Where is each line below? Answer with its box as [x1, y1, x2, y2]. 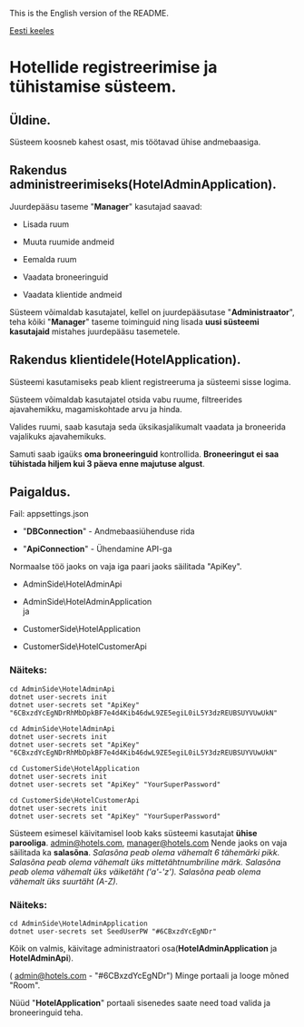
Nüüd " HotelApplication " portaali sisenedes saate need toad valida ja [9, 998, 270, 1009]
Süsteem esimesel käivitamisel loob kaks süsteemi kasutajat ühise [9, 827, 258, 838]
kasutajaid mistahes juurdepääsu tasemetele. [9, 326, 181, 337]
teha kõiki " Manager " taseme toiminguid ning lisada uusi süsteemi [9, 316, 260, 327]
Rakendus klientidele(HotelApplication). [9, 352, 241, 368]
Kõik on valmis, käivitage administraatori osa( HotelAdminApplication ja [9, 943, 278, 954]
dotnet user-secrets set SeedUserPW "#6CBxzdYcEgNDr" [9, 927, 218, 936]
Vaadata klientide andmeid [22, 289, 123, 300]
